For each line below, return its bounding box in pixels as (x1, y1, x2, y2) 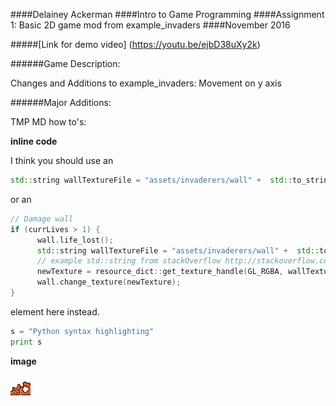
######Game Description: (10, 58, 121, 69)
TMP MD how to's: (10, 116, 87, 128)
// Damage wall (10, 214, 74, 224)
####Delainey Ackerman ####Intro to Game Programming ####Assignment (10, 9, 325, 20)
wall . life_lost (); (36, 235, 114, 245)
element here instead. (10, 305, 100, 318)
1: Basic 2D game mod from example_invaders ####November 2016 (10, 19, 291, 31)
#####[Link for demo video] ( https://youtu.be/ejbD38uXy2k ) (10, 39, 261, 50)
